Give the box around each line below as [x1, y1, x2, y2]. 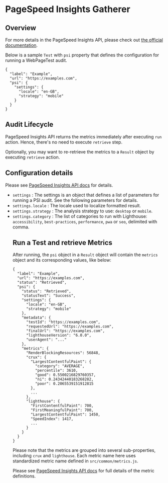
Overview [5, 24, 37, 32]
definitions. [12, 473, 36, 479]
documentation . [5, 42, 38, 48]
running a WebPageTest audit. [5, 57, 68, 63]
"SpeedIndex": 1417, [31, 417, 74, 422]
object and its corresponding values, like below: [12, 257, 111, 263]
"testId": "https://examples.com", [26, 319, 100, 325]
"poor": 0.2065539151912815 [35, 381, 94, 386]
